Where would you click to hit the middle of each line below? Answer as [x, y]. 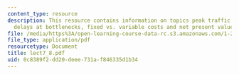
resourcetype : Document [43, 47]
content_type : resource [43, 14]
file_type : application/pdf [49, 40]
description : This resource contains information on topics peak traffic [119, 20]
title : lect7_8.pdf [36, 54]
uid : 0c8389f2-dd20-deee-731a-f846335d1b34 [73, 60]
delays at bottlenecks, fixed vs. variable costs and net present [114, 27]
